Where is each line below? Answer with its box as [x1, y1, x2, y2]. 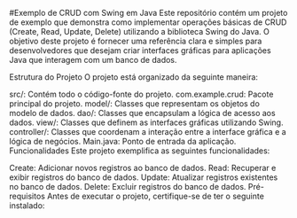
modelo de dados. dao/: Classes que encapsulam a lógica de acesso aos [9, 108, 277, 118]
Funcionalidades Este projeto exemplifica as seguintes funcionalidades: [9, 145, 270, 156]
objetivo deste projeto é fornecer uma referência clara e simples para [9, 35, 262, 46]
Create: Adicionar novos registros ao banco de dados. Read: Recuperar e [9, 163, 277, 173]
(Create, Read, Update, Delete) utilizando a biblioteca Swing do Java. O [9, 27, 270, 36]
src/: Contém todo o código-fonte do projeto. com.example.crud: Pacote [9, 89, 274, 99]
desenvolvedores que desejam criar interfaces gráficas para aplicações [9, 45, 272, 56]
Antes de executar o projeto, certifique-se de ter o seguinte [47, 191, 264, 201]
